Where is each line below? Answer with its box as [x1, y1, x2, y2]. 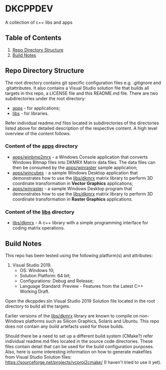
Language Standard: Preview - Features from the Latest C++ [19, 283, 144, 289]
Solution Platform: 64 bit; [19, 272, 71, 278]
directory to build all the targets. [5, 303, 70, 309]
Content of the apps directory [5, 143, 78, 150]
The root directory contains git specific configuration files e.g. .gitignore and [5, 80, 161, 86]
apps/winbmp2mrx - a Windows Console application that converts [12, 154, 148, 160]
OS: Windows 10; [19, 267, 55, 273]
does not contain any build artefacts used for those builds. [5, 323, 124, 329]
